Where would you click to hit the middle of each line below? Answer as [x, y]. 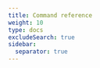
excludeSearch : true [42, 37]
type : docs [26, 30]
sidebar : [22, 45]
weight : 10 [26, 23]
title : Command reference [50, 15]
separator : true [41, 52]
